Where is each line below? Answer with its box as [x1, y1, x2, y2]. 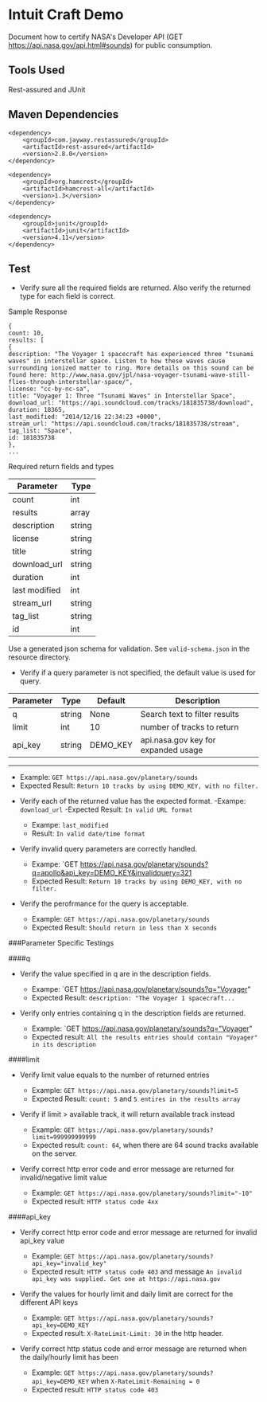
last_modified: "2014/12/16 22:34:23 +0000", [8, 413, 161, 421]
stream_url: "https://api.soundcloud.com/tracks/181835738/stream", [8, 420, 240, 428]
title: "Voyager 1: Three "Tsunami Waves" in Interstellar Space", [8, 392, 237, 400]
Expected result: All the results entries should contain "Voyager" [31, 1032, 258, 1042]
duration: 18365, [8, 406, 66, 414]
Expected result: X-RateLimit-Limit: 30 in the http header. [31, 1329, 224, 1338]
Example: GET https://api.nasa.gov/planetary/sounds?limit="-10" [31, 1189, 253, 1198]
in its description [31, 1041, 97, 1049]
